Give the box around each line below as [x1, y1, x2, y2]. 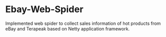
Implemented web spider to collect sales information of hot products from [5, 20, 161, 26]
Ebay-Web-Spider [5, 4, 84, 15]
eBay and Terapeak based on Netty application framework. [5, 25, 130, 31]
